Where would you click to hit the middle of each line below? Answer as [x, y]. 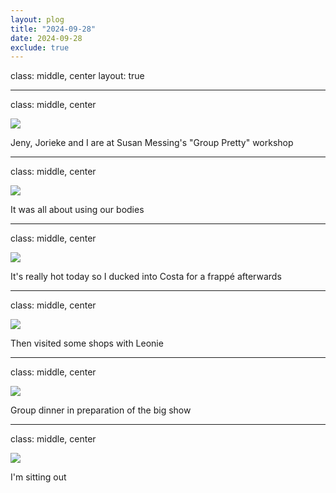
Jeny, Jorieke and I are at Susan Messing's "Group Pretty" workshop [152, 143]
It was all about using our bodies [77, 210]
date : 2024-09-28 [46, 38]
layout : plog [37, 19]
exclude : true [40, 47]
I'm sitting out [38, 477]
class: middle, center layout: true [77, 76]
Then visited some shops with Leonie [87, 343]
